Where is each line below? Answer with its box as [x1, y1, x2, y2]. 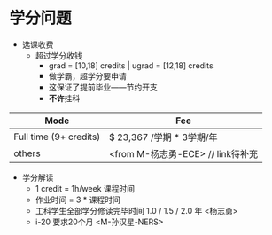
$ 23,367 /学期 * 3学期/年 [109, 130, 219, 143]
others [13, 147, 42, 160]
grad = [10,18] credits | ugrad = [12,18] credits [48, 59, 214, 71]
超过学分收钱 [35, 50, 82, 60]
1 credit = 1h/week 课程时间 [35, 183, 136, 193]
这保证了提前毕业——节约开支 [48, 82, 158, 92]
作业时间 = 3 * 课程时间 [35, 194, 121, 205]
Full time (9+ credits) [13, 130, 101, 143]
